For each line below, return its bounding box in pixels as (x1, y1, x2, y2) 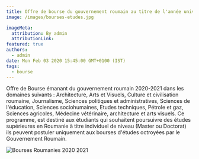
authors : (6, 47, 28, 53)
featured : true (6, 41, 44, 47)
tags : (6, 63, 20, 69)
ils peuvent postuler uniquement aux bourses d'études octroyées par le (6, 129, 181, 136)
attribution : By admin (11, 30, 68, 36)
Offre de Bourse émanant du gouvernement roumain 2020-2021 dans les (6, 85, 184, 92)
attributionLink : (11, 36, 54, 42)
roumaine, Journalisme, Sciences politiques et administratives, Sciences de (6, 98, 191, 105)
